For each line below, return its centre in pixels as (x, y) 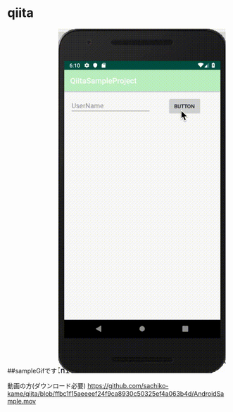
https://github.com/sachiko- (128, 385)
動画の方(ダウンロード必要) (47, 385)
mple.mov (22, 401)
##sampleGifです (32, 371)
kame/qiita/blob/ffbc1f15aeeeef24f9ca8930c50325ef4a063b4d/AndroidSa (116, 393)
